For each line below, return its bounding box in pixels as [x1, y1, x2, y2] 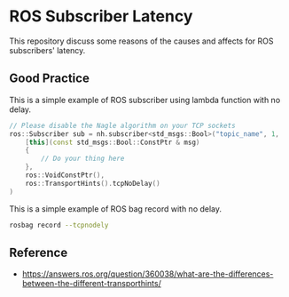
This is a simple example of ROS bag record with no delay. [9, 203, 223, 214]
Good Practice [9, 71, 90, 86]
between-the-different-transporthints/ [21, 278, 161, 289]
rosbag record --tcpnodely [9, 221, 109, 229]
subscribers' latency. [9, 44, 86, 55]
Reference [9, 245, 68, 260]
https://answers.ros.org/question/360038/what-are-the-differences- [21, 269, 274, 279]
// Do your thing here [41, 154, 125, 164]
